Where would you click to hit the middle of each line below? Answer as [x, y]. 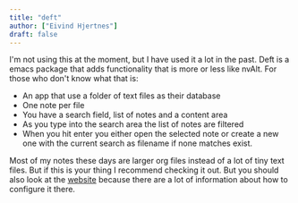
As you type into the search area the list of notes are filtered [133, 124]
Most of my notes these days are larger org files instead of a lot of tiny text [147, 161]
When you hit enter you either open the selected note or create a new [150, 134]
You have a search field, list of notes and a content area [125, 115]
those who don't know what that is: [74, 79]
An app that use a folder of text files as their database [121, 96]
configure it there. [43, 190]
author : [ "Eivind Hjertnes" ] [64, 26]
